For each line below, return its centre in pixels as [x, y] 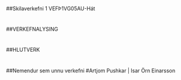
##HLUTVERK [23, 50]
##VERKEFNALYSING [32, 29]
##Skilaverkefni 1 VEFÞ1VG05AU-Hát [51, 9]
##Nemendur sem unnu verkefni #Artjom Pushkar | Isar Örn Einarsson [91, 71]
